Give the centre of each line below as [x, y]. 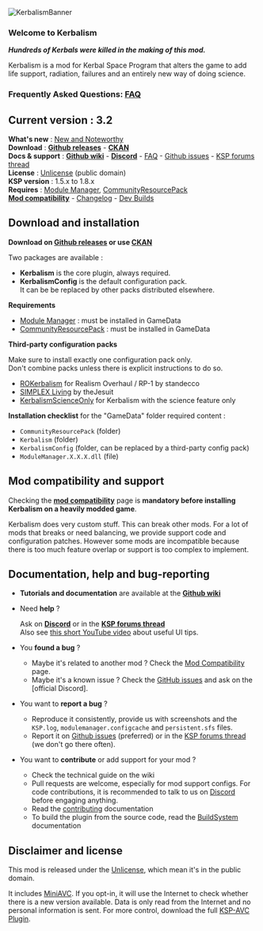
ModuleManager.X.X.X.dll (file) [69, 456]
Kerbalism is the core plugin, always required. [95, 273]
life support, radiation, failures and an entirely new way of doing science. [127, 74]
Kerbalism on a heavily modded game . [72, 508]
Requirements [32, 305]
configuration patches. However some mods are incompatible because [124, 541]
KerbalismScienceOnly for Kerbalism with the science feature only [128, 400]
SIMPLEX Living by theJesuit [67, 392]
